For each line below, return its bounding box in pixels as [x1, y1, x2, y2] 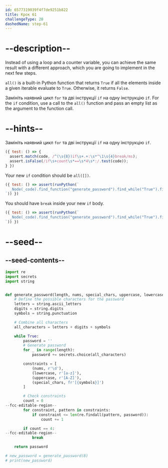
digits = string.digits [14, 306, 64, 311]
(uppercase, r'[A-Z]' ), [31, 375, 81, 380]
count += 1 [40, 417, 64, 422]
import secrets [5, 274, 37, 279]
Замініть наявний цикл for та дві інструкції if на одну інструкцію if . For [5, 95, 159, 101]
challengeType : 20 [5, 17, 43, 22]
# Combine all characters [14, 320, 68, 325]
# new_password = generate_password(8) [5, 453, 88, 458]
